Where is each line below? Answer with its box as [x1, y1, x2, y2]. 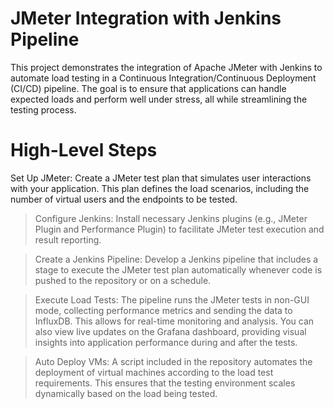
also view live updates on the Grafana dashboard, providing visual [34, 325, 307, 337]
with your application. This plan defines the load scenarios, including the [10, 182, 310, 194]
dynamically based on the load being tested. [34, 387, 218, 399]
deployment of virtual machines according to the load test [34, 366, 274, 378]
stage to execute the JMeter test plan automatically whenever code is [34, 263, 323, 276]
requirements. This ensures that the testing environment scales [34, 377, 296, 389]
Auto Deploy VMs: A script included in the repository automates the [34, 355, 313, 367]
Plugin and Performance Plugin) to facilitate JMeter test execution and [34, 223, 325, 235]
